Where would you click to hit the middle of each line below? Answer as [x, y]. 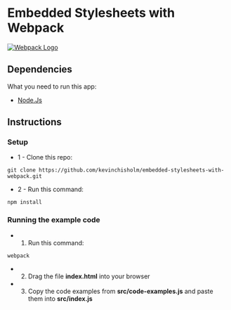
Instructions [34, 122]
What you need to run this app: [52, 86]
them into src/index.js [60, 298]
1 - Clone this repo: [45, 157]
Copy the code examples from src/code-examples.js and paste [120, 291]
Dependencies [40, 69]
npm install [25, 202]
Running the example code [54, 220]
